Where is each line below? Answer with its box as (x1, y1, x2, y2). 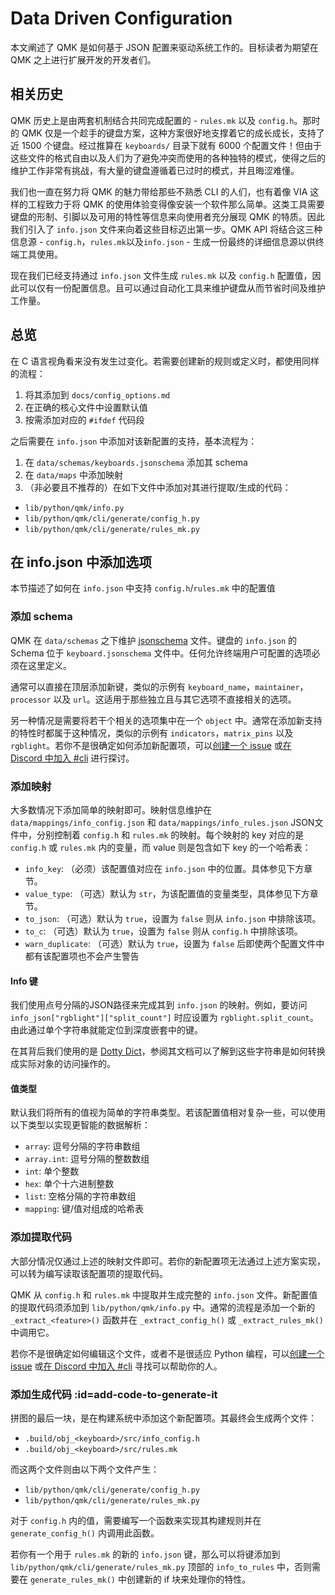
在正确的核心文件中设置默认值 (24, 401, 148, 413)
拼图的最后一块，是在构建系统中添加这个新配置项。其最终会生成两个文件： (10, 1412, 317, 1424)
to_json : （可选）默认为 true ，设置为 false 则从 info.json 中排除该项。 (24, 912, 322, 924)
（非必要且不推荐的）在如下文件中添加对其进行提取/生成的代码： (24, 481, 292, 493)
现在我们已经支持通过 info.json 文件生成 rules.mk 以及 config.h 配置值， (10, 269, 313, 281)
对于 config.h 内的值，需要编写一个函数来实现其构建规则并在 (10, 1514, 262, 1526)
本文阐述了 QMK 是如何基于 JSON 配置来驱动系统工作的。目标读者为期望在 (10, 41, 319, 53)
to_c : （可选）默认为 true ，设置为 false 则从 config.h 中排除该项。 (24, 925, 303, 937)
